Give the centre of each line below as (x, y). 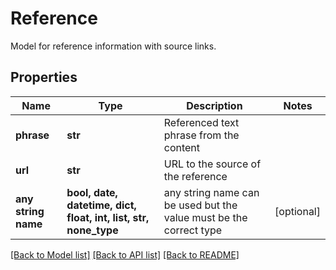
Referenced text (201, 122)
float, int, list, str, (108, 217)
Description (214, 105)
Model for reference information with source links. (113, 46)
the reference (195, 176)
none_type (92, 230)
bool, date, (92, 192)
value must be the (205, 217)
